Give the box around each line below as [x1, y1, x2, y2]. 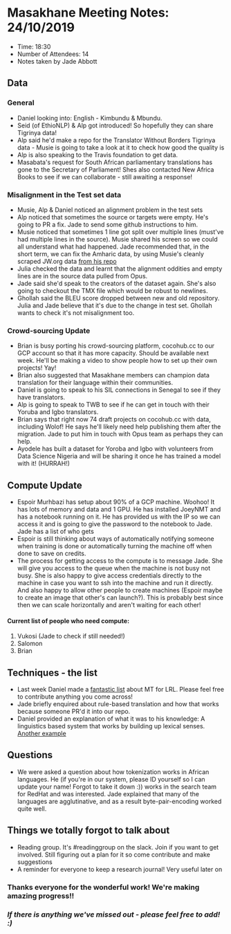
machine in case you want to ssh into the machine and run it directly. [17, 579, 213, 587]
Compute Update [7, 479, 82, 491]
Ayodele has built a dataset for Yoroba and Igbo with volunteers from [17, 444, 214, 453]
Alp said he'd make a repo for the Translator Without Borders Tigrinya [17, 136, 216, 144]
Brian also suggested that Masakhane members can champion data [17, 371, 210, 379]
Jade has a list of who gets [17, 528, 95, 536]
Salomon [17, 639, 43, 648]
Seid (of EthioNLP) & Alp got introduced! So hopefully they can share [17, 121, 214, 129]
